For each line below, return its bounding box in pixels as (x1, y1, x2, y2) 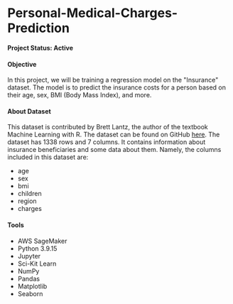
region (17, 197, 37, 205)
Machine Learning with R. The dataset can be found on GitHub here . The (7, 130, 220, 139)
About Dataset (7, 107, 51, 115)
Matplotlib (17, 282, 48, 291)
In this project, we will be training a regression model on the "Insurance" (7, 76, 219, 85)
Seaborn (17, 289, 43, 298)
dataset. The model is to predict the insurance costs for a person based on (7, 83, 226, 92)
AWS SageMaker (17, 237, 67, 245)
